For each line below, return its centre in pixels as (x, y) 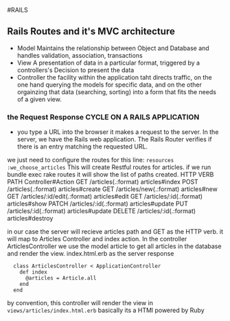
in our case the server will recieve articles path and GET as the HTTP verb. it (115, 232)
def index (34, 272)
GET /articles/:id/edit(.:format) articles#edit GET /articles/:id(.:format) (105, 197)
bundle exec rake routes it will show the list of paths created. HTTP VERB (111, 175)
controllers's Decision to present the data (76, 70)
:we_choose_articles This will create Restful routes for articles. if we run (109, 167)
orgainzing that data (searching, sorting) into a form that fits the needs (116, 91)
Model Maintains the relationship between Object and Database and (113, 48)
